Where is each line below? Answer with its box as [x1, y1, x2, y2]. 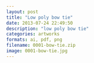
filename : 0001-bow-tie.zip [6, 43, 76, 49]
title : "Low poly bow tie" [6, 14, 73, 20]
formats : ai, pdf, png [6, 37, 62, 43]
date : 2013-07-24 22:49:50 [6, 20, 73, 26]
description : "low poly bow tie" [6, 25, 89, 32]
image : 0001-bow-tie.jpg [6, 48, 68, 54]
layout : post [6, 8, 39, 15]
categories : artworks [6, 31, 60, 37]
